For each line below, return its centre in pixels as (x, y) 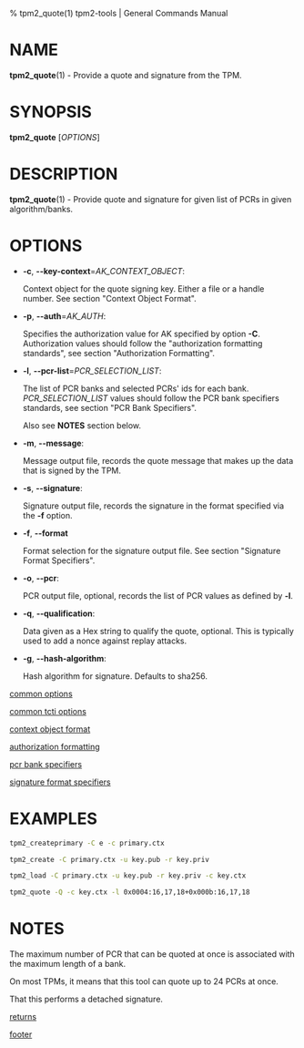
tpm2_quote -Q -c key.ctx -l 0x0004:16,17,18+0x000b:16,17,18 (130, 892)
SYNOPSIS (51, 112)
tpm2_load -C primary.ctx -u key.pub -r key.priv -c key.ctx (128, 876)
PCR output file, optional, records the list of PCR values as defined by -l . (158, 595)
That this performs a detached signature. (86, 999)
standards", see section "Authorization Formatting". (119, 353)
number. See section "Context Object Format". (110, 298)
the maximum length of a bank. (67, 964)
